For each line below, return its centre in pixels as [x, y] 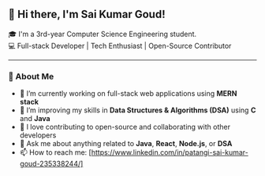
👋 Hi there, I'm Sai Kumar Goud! [87, 15]
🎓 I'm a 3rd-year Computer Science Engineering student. [103, 34]
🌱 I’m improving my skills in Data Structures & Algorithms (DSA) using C [138, 110]
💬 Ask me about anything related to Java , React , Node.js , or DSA [126, 144]
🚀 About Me [31, 76]
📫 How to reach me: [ [56, 152]
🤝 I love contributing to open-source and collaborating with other [125, 127]
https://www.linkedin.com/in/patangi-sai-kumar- [170, 152]
